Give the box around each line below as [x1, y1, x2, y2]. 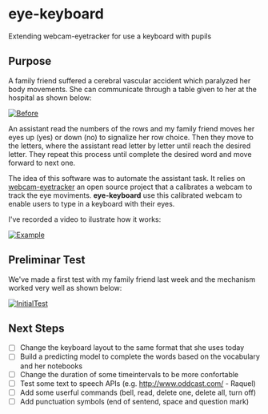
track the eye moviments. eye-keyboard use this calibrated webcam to [8, 190, 242, 200]
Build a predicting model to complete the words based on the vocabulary [19, 352, 260, 361]
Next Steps [8, 321, 65, 335]
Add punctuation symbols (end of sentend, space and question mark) [19, 396, 250, 406]
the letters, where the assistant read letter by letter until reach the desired [8, 141, 251, 151]
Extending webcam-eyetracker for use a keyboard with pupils [8, 31, 212, 41]
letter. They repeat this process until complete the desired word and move [8, 149, 252, 159]
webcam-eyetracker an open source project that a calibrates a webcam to [8, 182, 253, 191]
